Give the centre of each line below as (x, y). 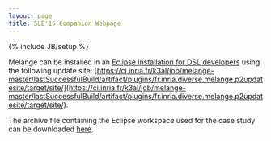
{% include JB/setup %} (49, 46)
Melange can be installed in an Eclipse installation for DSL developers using (134, 62)
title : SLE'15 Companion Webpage (65, 23)
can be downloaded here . (51, 129)
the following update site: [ (53, 70)
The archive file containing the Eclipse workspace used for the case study (132, 120)
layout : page (30, 16)
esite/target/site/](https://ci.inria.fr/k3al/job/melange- (97, 87)
